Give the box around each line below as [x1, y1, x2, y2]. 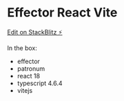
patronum [17, 64, 45, 73]
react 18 [17, 71, 40, 80]
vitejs [17, 86, 33, 94]
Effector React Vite [7, 5, 118, 21]
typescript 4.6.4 [17, 79, 63, 87]
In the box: [7, 43, 38, 52]
